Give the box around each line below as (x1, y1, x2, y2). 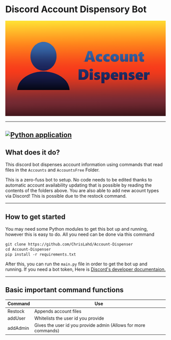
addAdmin (7, 325, 30, 331)
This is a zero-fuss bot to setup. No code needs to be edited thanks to (5, 177, 153, 183)
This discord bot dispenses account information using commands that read (5, 162, 163, 168)
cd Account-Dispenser (5, 246, 51, 252)
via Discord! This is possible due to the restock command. (5, 193, 127, 199)
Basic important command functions (5, 286, 124, 294)
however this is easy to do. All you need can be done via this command (5, 231, 155, 237)
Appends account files (34, 308, 81, 314)
